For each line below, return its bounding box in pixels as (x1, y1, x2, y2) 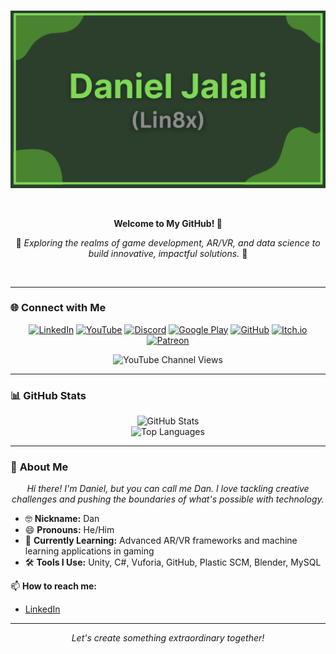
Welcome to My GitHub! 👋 (113, 217, 223, 229)
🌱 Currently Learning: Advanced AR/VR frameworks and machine (24, 535, 298, 547)
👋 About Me (10, 460, 69, 474)
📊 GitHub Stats (10, 388, 87, 402)
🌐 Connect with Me (10, 301, 107, 315)
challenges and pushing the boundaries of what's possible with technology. (11, 493, 325, 505)
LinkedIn (24, 603, 61, 615)
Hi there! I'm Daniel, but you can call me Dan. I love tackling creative (26, 483, 310, 495)
